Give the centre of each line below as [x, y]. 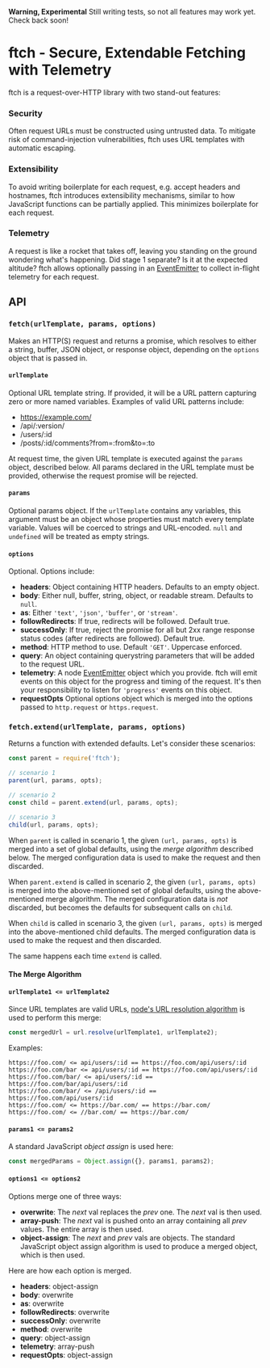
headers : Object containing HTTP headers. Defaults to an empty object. [139, 587]
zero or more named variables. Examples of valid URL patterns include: [126, 401]
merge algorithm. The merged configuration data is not [137, 899]
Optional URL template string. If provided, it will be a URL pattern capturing [133, 393]
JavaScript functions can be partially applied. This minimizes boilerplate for [134, 204]
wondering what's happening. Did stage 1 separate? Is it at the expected [128, 259]
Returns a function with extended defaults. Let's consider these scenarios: [132, 743]
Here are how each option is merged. [70, 1270]
